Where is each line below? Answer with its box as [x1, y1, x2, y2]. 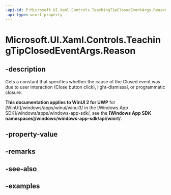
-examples [5, 182, 40, 190]
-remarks [5, 147, 36, 156]
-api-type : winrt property [5, 12, 63, 17]
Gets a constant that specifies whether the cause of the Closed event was [5, 78, 160, 84]
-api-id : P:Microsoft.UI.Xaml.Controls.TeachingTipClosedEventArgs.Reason [5, 7, 167, 13]
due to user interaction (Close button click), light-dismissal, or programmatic [5, 84, 165, 90]
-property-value [5, 130, 58, 139]
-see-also [5, 165, 37, 173]
